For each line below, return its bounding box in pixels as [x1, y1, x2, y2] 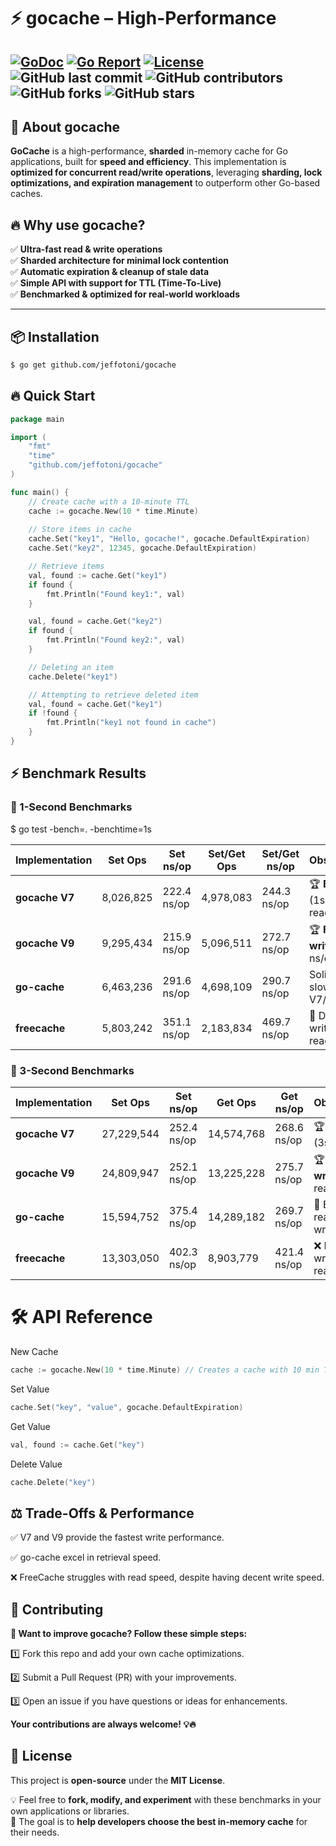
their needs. [10, 1826, 60, 1838]
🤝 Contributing [10, 1601, 104, 1618]
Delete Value [10, 1458, 63, 1470]
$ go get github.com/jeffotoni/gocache [10, 360, 177, 370]
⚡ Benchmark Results [10, 765, 147, 782]
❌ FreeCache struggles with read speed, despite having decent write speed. [10, 1571, 325, 1584]
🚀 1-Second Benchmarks [10, 800, 133, 814]
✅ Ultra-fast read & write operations [10, 243, 163, 255]
